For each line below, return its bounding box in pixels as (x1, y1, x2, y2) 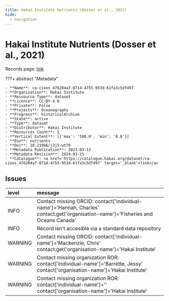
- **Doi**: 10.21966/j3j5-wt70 (5, 143, 71, 148)
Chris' (86, 239, 101, 246)
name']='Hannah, (37, 204, 78, 211)
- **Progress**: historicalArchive (5, 112, 80, 117)
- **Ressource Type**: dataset (5, 94, 71, 99)
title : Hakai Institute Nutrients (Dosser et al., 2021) (5, 7, 127, 13)
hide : (5, 12, 17, 17)
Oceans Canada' (37, 217, 76, 224)
